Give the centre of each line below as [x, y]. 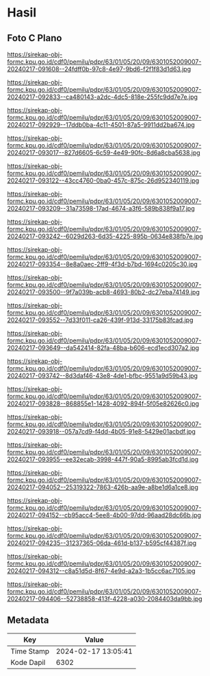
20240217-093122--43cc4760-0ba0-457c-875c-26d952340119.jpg [103, 180]
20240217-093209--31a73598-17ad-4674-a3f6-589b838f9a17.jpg [101, 208]
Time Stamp [30, 651]
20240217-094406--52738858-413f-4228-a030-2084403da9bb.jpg [105, 599]
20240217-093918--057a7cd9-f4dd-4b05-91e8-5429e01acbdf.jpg [102, 431]
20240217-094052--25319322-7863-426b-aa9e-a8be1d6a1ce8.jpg [103, 487]
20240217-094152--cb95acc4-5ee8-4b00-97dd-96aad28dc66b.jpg [104, 515]
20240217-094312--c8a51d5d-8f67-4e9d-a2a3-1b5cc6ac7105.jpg [102, 571]
